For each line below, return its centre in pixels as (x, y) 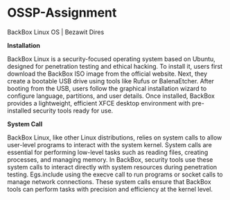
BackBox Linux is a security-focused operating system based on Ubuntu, (112, 59)
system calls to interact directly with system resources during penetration (112, 167)
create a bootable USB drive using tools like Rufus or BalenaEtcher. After (111, 81)
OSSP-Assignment (62, 13)
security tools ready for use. (73, 110)
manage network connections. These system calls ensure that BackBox (109, 181)
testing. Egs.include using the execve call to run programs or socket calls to (115, 174)
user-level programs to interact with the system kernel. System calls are (110, 144)
